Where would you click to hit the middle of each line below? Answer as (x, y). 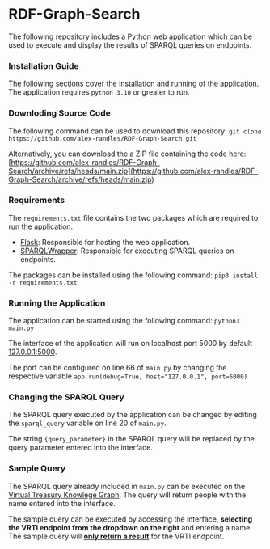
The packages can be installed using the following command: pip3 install (133, 275)
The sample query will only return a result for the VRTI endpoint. (116, 536)
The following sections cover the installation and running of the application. (134, 84)
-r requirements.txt (43, 283)
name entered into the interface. (62, 503)
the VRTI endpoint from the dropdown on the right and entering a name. (130, 527)
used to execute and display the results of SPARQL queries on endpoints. (130, 44)
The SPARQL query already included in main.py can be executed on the (127, 486)
